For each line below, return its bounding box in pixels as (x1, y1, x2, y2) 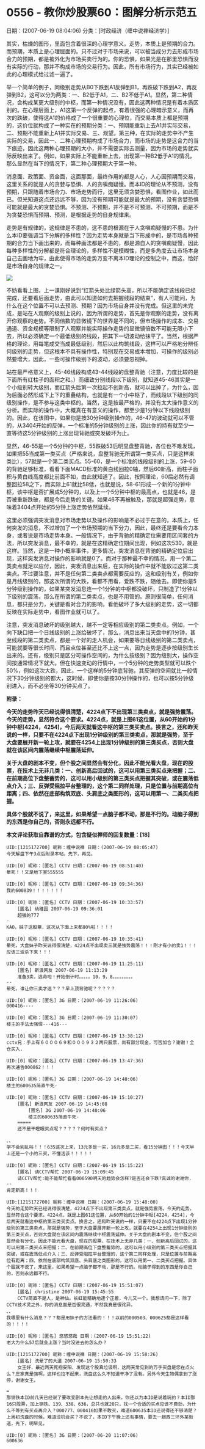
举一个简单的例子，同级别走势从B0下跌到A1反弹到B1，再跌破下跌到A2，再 (6, 83, 192, 90)
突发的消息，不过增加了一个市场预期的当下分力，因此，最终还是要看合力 (11, 524, 193, 531)
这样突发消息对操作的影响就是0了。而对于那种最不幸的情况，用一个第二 (16, 554, 197, 562)
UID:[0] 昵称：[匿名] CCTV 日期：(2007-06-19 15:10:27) (6, 1094, 144, 1100)
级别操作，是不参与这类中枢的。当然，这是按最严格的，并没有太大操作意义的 (6, 398, 199, 406)
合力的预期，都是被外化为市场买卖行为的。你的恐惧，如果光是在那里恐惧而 (6, 55, 193, 62)
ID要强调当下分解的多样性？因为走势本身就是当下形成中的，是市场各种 (16, 232, 193, 239)
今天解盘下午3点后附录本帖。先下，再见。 (6, 850, 96, 857)
